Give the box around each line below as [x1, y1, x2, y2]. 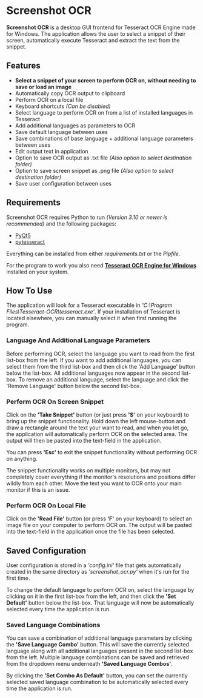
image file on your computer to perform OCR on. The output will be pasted [6, 522, 192, 529]
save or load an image [15, 83, 72, 90]
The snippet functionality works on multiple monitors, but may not [6, 466, 171, 474]
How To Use [6, 286, 53, 296]
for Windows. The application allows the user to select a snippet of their [6, 30, 186, 37]
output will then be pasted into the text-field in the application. [6, 437, 162, 444]
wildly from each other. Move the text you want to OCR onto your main [6, 480, 182, 487]
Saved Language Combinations [6, 621, 101, 629]
